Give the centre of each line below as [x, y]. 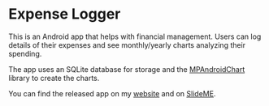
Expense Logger [65, 14]
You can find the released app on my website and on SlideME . [112, 93]
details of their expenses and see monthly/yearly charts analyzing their [127, 45]
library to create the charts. [54, 78]
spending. [25, 53]
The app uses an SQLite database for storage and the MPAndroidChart [127, 69]
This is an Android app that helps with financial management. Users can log [135, 36]
